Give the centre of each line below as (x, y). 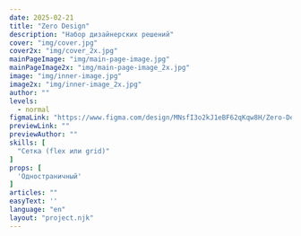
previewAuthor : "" (43, 135)
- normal (34, 109)
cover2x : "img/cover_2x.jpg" (64, 51)
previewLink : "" (39, 127)
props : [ (26, 168)
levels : (24, 101)
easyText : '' (34, 201)
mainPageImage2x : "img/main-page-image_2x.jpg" (100, 68)
